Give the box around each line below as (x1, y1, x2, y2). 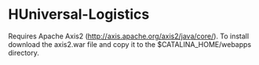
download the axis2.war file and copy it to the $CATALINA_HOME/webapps (8, 39, 252, 49)
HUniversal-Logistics (8, 5, 150, 23)
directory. (8, 48, 39, 57)
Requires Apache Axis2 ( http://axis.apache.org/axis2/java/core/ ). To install (8, 31, 250, 41)
